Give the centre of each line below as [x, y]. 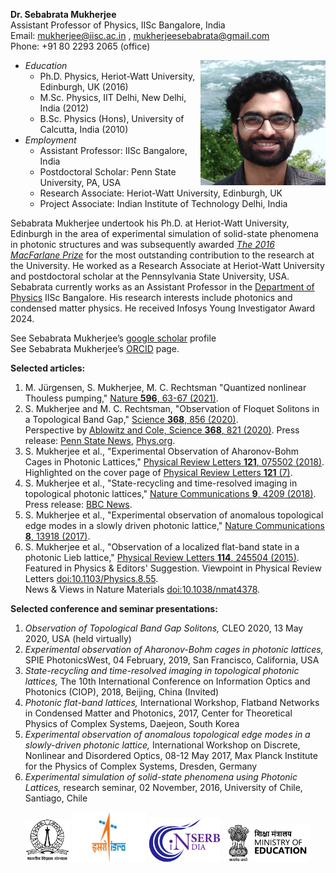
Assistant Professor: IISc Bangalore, [113, 150]
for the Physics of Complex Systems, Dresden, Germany [141, 766]
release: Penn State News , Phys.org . [100, 440]
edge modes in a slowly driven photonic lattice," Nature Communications [174, 525]
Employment [50, 140]
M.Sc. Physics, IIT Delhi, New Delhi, [113, 97]
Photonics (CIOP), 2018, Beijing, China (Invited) [122, 692]
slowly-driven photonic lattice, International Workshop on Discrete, [162, 745]
